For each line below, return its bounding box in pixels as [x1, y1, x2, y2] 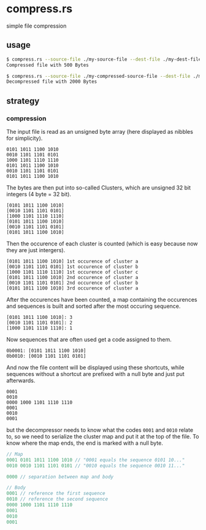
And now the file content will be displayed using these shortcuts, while [6, 364, 185, 371]
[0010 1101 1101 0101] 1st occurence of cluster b [6, 263, 139, 270]
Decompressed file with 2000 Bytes [6, 79, 97, 85]
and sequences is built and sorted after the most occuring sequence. [6, 302, 181, 310]
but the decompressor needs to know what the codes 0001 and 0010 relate [6, 426, 194, 434]
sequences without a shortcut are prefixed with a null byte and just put [6, 370, 185, 377]
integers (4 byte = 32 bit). [6, 190, 72, 198]
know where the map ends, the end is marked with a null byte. [6, 439, 164, 447]
